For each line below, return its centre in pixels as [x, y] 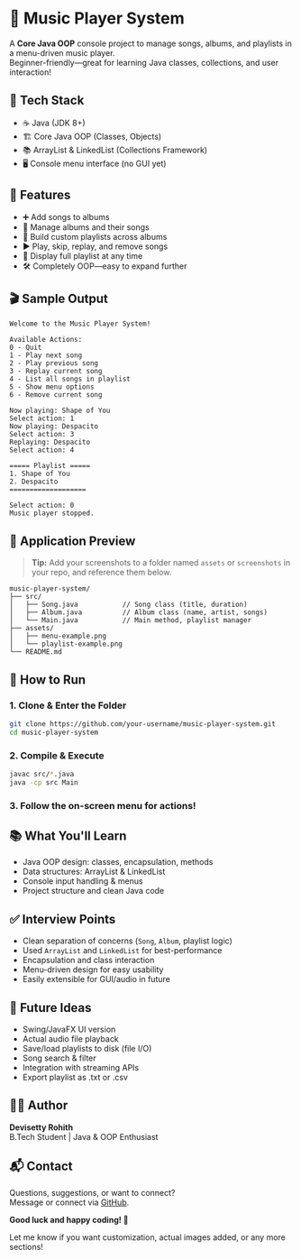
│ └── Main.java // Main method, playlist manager [131, 620]
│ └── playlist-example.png [66, 644]
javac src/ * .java [42, 774]
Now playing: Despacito [54, 427]
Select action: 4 [42, 450]
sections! [26, 1246]
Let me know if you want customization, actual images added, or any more [148, 1237]
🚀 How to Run [48, 680]
